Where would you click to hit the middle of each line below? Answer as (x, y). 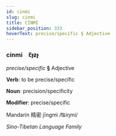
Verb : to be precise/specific (40, 80)
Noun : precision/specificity (40, 91)
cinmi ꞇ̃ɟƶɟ (22, 55)
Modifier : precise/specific (38, 103)
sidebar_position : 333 (34, 28)
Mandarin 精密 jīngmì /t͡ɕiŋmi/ (42, 115)
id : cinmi (18, 12)
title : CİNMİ (22, 23)
